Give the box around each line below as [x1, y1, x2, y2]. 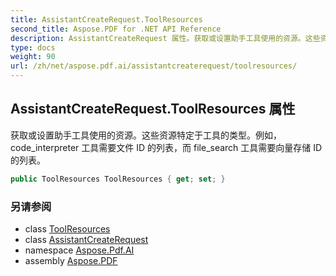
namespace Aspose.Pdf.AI [24, 244, 135, 256]
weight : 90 [10, 52, 56, 62]
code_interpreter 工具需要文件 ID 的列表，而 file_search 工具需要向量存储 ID [10, 141, 323, 153]
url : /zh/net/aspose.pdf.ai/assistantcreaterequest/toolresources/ [10, 61, 298, 71]
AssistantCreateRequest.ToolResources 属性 [10, 101, 296, 118]
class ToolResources [24, 222, 111, 235]
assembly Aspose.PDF [24, 254, 118, 266]
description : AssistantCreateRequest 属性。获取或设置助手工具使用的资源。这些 [10, 33, 321, 43]
